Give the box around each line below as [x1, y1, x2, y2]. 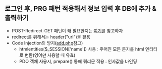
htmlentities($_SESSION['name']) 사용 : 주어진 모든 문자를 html [19, 46, 144, 52]
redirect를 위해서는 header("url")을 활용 [11, 34, 91, 40]
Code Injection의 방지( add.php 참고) [11, 40, 83, 46]
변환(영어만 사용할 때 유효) [24, 52, 76, 58]
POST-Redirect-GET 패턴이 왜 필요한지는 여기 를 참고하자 [11, 27, 123, 33]
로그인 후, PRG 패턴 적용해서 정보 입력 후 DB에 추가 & [4, 4, 157, 13]
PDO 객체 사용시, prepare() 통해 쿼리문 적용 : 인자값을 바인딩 [19, 58, 137, 64]
